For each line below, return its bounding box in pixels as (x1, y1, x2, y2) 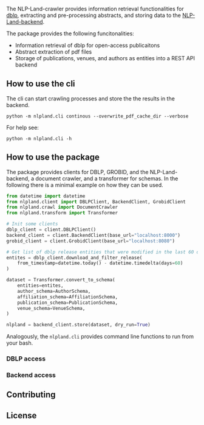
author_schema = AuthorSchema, (17, 288, 91, 294)
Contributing (6, 390, 56, 400)
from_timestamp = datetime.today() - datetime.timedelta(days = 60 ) (17, 260, 183, 267)
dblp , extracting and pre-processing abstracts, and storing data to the (6, 12, 181, 19)
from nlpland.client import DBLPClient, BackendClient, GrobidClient (6, 198, 186, 205)
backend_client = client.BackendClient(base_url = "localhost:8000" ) (6, 232, 181, 238)
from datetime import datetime (6, 193, 86, 199)
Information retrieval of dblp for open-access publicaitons (15, 42, 160, 49)
